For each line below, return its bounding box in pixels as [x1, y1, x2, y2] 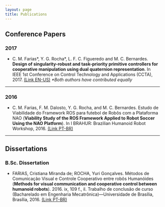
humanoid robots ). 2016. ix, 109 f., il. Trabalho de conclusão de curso [12, 186, 153, 192]
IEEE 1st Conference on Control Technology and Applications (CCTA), [12, 72, 153, 78]
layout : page [5, 7, 32, 12]
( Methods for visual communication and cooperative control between [12, 181, 157, 187]
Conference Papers [5, 30, 66, 38]
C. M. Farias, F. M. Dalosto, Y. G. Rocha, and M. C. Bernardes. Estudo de [12, 105, 159, 111]
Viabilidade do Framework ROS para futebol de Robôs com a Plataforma [12, 110, 159, 116]
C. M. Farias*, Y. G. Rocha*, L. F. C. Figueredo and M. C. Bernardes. [12, 56, 148, 62]
